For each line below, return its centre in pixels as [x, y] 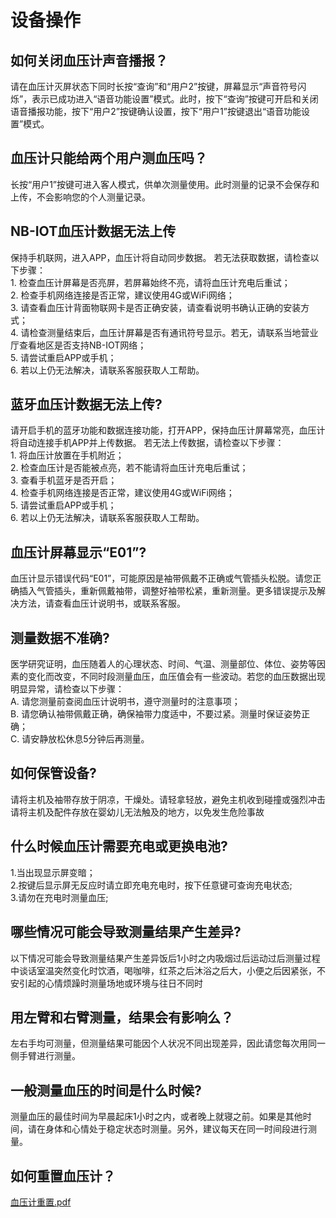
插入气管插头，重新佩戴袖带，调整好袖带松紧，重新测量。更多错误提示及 [167, 591]
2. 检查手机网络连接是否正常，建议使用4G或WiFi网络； [122, 295]
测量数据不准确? [60, 637]
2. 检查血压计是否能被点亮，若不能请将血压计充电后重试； [129, 468]
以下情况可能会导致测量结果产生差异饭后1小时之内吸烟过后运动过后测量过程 [165, 958]
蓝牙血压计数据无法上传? [86, 404]
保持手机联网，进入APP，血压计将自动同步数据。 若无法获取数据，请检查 [160, 257]
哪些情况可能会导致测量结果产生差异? [126, 932]
